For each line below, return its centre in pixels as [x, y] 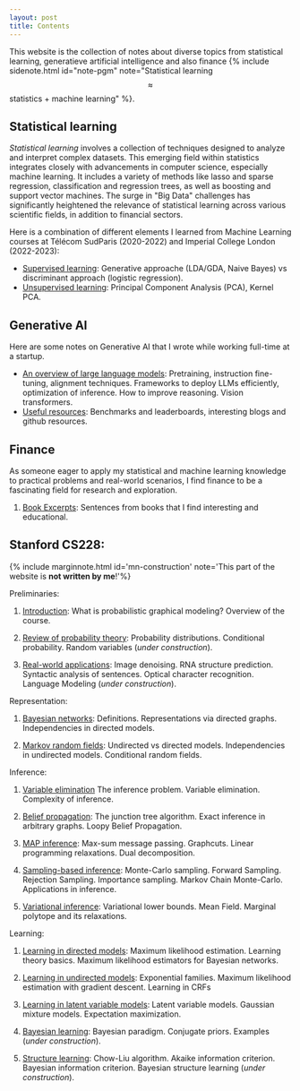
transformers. [47, 402]
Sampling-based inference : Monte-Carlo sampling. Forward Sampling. [152, 870]
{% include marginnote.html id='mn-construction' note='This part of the [142, 566]
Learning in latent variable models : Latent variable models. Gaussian [148, 1004]
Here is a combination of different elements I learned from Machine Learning [150, 232]
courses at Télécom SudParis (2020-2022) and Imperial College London [142, 242]
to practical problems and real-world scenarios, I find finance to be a [136, 480]
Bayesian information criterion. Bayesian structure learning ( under [144, 1068]
